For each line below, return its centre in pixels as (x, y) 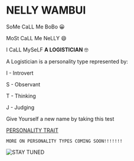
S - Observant (23, 84)
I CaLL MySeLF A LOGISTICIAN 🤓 (47, 49)
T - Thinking (21, 96)
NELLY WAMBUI (46, 10)
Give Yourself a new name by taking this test (60, 118)
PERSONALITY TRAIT (32, 130)
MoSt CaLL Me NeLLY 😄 (36, 38)
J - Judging (20, 107)
